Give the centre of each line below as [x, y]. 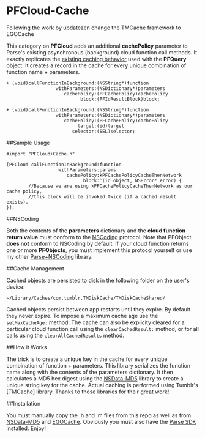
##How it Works [27, 347]
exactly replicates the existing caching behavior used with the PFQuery [96, 59]
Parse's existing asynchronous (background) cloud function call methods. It [102, 52]
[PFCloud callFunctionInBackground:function [64, 165]
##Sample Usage [28, 143]
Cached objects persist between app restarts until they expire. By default [99, 309]
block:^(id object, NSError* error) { [132, 180]
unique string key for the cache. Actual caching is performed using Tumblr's [102, 385]
